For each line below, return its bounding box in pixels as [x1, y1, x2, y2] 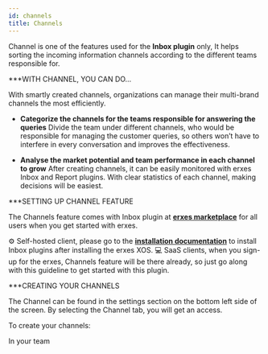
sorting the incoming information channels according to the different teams [8, 50, 258, 60]
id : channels [8, 11, 52, 20]
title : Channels [8, 19, 63, 27]
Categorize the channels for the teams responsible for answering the [19, 113, 256, 123]
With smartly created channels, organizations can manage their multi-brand [8, 89, 259, 99]
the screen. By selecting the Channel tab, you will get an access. [8, 305, 223, 315]
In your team [8, 335, 51, 346]
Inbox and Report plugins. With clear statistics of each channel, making [19, 172, 256, 182]
